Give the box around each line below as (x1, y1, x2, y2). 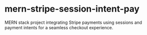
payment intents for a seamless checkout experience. (4, 24, 114, 30)
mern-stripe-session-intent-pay (4, 3, 140, 15)
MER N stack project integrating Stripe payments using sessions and (4, 19, 142, 25)
